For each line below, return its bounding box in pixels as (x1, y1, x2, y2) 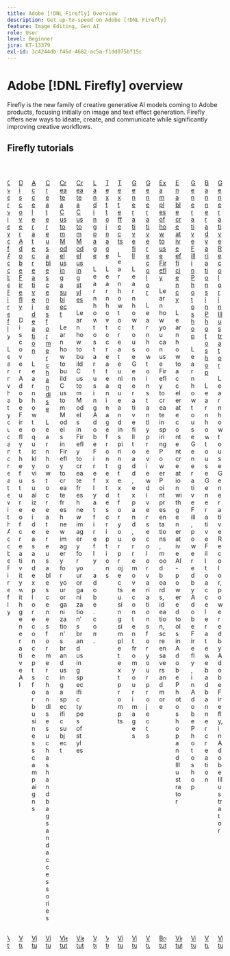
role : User (7, 29, 38, 36)
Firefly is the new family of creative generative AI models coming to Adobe (7, 100, 218, 108)
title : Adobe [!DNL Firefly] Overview (7, 10, 118, 17)
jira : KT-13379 (7, 42, 51, 49)
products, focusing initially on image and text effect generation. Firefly (7, 108, 205, 116)
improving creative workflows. (7, 122, 92, 130)
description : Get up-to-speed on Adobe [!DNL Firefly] (7, 16, 167, 23)
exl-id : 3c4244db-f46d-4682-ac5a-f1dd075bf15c (7, 49, 142, 56)
